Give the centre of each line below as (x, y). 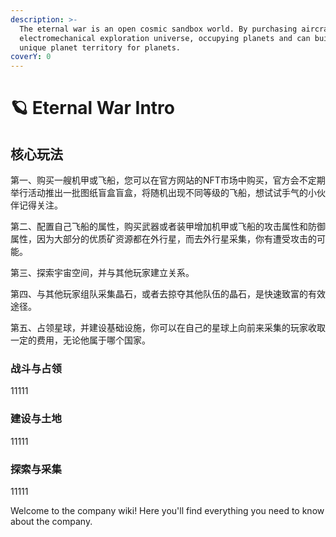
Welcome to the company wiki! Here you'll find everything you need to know (167, 511)
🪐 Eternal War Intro (92, 108)
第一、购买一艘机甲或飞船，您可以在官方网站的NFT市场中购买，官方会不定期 (168, 180)
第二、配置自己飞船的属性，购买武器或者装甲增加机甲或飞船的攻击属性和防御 (168, 227)
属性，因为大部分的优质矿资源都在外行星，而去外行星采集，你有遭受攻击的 (163, 239)
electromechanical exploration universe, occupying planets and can (165, 38)
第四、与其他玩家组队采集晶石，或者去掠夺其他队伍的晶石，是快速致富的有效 (168, 294)
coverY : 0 (31, 57)
